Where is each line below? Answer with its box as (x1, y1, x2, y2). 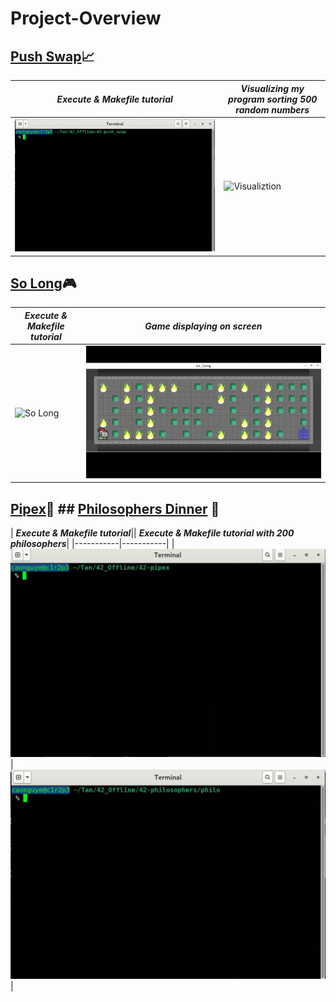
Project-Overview (10, 7, 162, 30)
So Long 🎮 (10, 275, 77, 292)
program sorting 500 (228, 93, 318, 105)
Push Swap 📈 (10, 48, 95, 65)
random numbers (235, 103, 310, 116)
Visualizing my (240, 82, 305, 94)
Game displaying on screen (144, 320, 263, 332)
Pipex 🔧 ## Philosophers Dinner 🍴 (10, 500, 220, 517)
